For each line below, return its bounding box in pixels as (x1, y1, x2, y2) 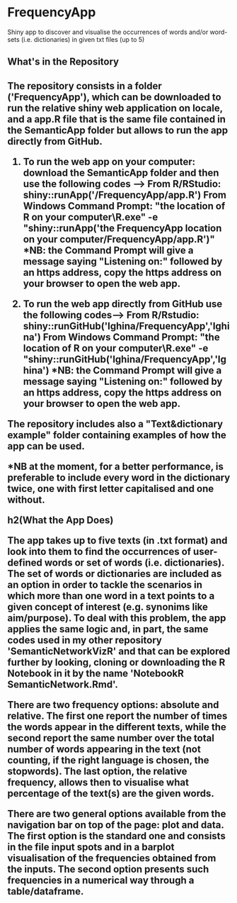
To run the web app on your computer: (23, 155, 196, 167)
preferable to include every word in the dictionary (7, 471, 231, 483)
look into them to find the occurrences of (7, 545, 192, 557)
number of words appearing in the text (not (7, 743, 202, 755)
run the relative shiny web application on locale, (7, 102, 223, 114)
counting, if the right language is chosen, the (7, 754, 210, 766)
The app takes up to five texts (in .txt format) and (7, 534, 228, 546)
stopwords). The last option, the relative (7, 765, 187, 777)
